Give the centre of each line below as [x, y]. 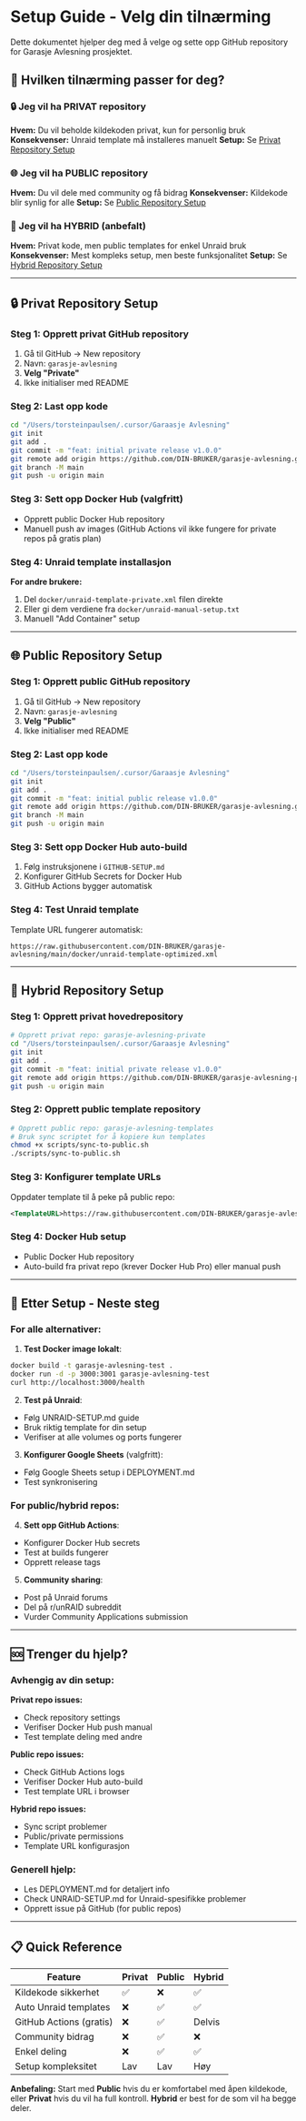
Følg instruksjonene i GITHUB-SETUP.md [94, 867]
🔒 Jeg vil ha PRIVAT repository [78, 106]
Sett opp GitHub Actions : [71, 1525]
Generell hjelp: [43, 1869]
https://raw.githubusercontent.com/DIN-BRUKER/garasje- [118, 946]
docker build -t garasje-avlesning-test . [92, 1366]
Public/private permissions [74, 1836]
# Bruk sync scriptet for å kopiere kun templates [108, 1136]
